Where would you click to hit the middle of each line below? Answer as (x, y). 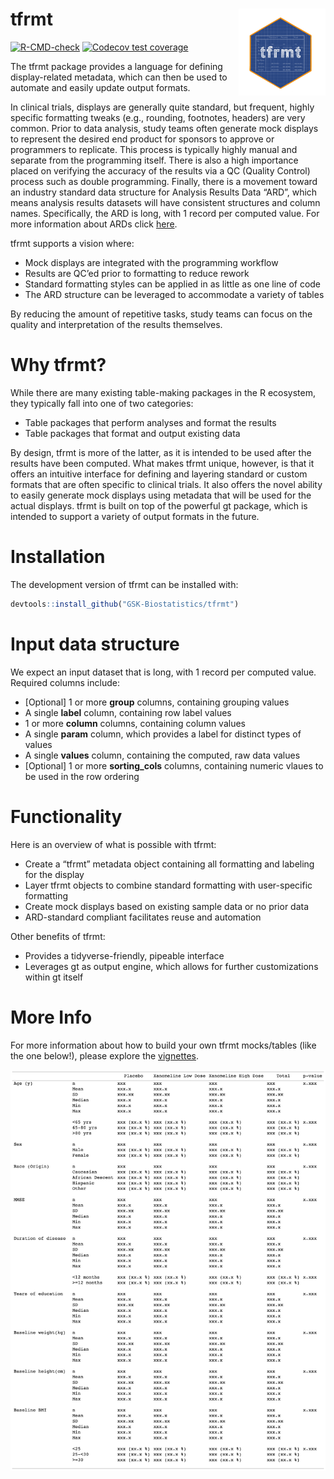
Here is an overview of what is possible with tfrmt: (113, 844)
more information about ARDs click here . (94, 224)
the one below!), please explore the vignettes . (105, 1055)
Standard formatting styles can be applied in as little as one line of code (173, 284)
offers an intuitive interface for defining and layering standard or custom (159, 474)
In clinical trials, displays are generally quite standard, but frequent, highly (162, 107)
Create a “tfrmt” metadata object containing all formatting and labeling (169, 864)
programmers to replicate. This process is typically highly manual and (154, 149)
